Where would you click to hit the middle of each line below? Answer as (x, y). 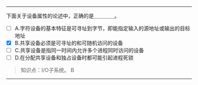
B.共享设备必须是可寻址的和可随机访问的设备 (69, 43)
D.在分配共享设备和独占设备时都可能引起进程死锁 (74, 58)
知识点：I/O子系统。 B (47, 70)
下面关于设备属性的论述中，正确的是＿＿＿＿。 (63, 16)
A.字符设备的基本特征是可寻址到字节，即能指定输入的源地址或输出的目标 (102, 28)
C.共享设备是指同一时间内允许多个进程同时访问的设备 (79, 50)
